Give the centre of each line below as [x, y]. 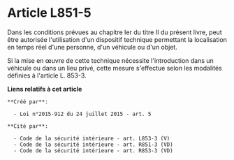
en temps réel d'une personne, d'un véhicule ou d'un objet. [93, 47]
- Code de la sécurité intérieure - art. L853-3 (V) [92, 138]
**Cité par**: [28, 126]
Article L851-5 [50, 13]
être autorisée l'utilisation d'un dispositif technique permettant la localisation [117, 39]
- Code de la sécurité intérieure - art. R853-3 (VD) [93, 151]
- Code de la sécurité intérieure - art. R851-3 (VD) [93, 145]
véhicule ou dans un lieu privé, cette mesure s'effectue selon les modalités [115, 68]
